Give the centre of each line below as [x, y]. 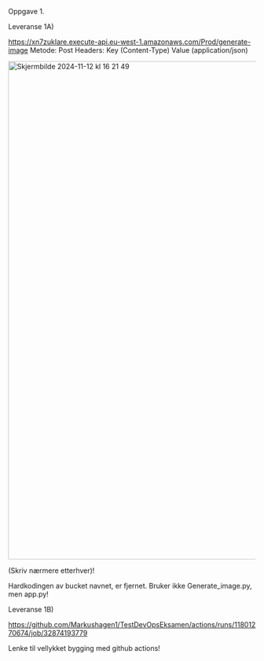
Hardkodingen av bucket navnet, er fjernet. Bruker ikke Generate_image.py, [130, 586]
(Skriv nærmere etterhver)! [51, 571]
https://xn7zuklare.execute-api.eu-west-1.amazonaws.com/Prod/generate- [130, 42]
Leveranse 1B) [31, 609]
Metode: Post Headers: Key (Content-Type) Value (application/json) [139, 50]
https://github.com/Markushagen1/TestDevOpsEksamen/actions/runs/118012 [132, 624]
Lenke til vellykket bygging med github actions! [84, 648]
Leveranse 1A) [31, 26]
